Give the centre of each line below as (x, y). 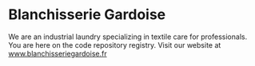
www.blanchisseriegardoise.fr (58, 53)
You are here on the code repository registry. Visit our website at (115, 45)
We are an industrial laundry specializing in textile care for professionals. (128, 37)
